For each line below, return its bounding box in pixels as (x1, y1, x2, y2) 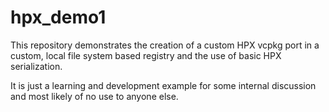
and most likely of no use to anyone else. (10, 90, 179, 102)
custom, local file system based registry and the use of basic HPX (10, 49, 282, 61)
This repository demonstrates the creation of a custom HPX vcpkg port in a (10, 39, 320, 51)
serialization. (10, 60, 63, 72)
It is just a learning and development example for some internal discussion (10, 79, 317, 91)
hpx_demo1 (10, 6, 107, 29)
